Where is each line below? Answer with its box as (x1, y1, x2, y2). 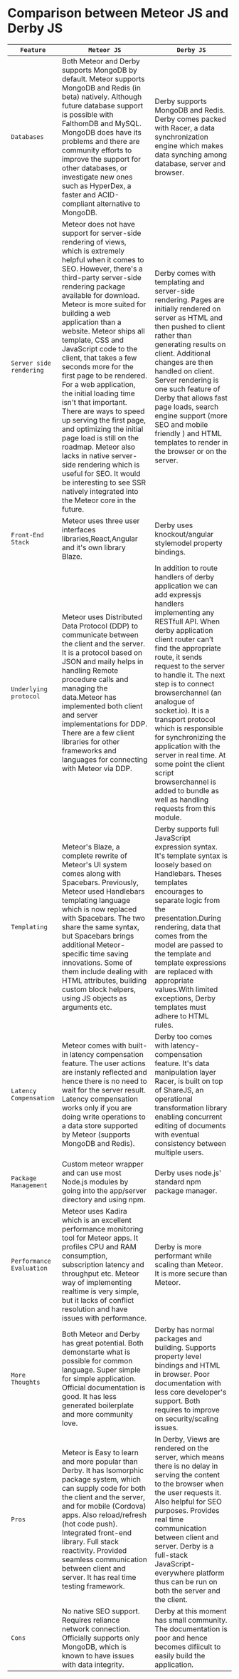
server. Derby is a (154, 1541, 214, 1551)
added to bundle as (154, 785, 219, 795)
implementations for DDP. (61, 718, 148, 728)
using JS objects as (61, 993, 127, 1003)
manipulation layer (154, 1067, 216, 1077)
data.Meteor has (61, 692, 117, 702)
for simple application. (61, 1373, 137, 1383)
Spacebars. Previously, (61, 877, 139, 887)
